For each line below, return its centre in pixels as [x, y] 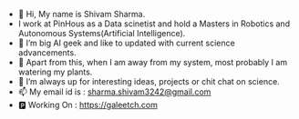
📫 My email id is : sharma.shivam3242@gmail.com [114, 92]
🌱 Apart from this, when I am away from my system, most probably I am [153, 62]
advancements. [47, 53]
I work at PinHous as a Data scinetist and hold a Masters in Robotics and [154, 24]
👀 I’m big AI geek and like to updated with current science [126, 43]
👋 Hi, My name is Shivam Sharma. [82, 14]
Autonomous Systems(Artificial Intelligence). [102, 33]
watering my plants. [55, 72]
